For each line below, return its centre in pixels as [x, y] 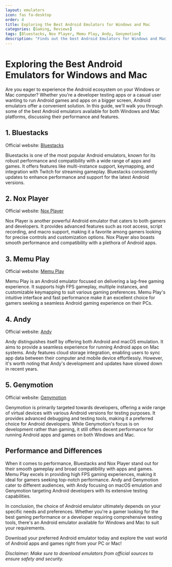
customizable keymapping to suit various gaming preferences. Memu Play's [85, 292]
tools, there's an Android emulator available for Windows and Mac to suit [82, 522]
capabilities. [18, 496]
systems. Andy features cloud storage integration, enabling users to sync [83, 353]
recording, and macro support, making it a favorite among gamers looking [83, 232]
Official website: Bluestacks [35, 145]
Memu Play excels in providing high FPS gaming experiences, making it [81, 474]
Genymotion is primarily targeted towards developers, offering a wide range [85, 407]
